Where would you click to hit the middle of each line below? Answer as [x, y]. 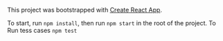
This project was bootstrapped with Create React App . [85, 10]
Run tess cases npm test [42, 30]
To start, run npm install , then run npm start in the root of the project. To [111, 23]
